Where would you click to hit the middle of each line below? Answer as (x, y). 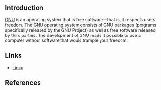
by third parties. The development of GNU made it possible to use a (73, 35)
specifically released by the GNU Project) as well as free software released (80, 30)
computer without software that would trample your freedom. (67, 40)
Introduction (24, 8)
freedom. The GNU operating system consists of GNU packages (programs (81, 25)
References (23, 83)
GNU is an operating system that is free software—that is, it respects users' (81, 19)
